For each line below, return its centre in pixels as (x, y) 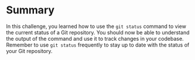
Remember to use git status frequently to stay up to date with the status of (98, 45)
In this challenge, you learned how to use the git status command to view (96, 26)
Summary (30, 10)
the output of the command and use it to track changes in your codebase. (95, 38)
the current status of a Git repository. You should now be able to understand (98, 32)
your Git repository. (29, 51)
